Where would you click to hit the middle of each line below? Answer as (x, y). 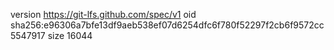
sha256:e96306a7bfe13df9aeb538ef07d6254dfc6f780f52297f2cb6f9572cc (167, 25)
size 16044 (70, 35)
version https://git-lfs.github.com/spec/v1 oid (103, 14)
